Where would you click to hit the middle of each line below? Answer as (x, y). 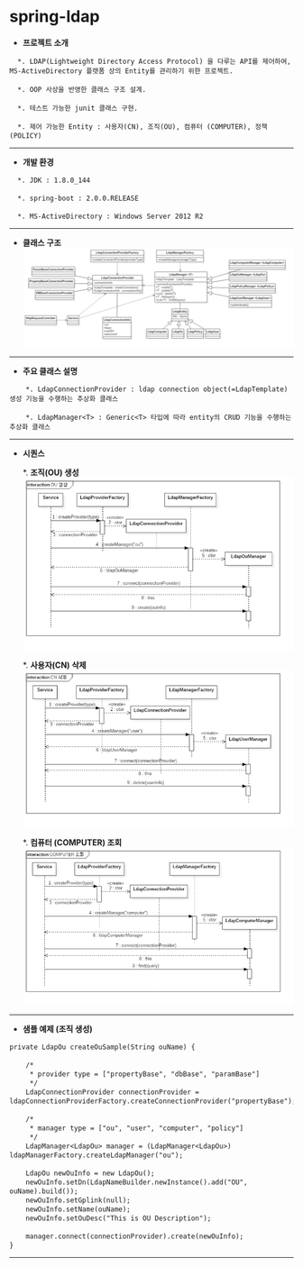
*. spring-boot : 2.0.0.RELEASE (78, 198)
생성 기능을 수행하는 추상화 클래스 (64, 399)
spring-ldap (55, 17)
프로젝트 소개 (46, 42)
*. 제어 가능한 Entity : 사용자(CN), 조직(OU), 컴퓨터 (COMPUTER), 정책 (142, 127)
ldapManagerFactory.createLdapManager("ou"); (96, 1155)
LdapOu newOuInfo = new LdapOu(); (90, 1173)
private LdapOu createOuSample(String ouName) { (102, 1047)
